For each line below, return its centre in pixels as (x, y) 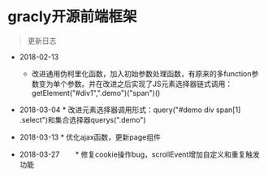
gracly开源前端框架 (72, 17)
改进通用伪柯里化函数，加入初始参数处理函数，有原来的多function (141, 73)
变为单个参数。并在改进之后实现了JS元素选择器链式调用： (136, 84)
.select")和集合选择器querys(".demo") (83, 119)
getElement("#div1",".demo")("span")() (96, 93)
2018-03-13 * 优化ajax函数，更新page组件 (90, 137)
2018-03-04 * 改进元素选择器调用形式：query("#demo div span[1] (130, 110)
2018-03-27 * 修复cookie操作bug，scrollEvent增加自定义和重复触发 (140, 154)
